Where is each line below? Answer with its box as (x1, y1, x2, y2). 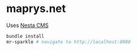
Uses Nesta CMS (6, 22, 49, 29)
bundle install (6, 33, 45, 39)
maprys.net (6, 2, 66, 16)
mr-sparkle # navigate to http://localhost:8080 (6, 38, 131, 45)
